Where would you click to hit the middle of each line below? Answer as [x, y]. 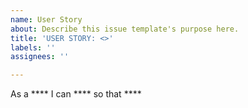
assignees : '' [40, 57]
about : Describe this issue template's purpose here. [125, 29]
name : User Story [46, 19]
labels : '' [33, 47]
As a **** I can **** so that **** [76, 94]
